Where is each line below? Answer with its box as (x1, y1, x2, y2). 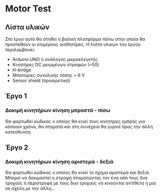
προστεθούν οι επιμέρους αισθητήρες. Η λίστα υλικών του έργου (5, 41, 141, 47)
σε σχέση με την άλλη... (5, 186, 56, 192)
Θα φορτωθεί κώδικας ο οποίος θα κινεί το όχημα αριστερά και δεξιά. (5, 170, 151, 176)
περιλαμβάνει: (5, 47, 36, 52)
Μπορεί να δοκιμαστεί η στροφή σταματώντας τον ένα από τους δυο (5, 175, 148, 181)
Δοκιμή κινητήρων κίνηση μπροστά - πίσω (5, 107, 111, 114)
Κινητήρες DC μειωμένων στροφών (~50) (12, 62, 99, 67)
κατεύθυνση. (5, 129, 32, 135)
